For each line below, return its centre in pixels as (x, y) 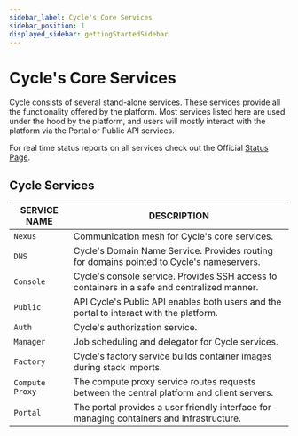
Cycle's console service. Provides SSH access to (176, 276)
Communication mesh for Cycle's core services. (174, 236)
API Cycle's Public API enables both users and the (178, 302)
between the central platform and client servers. (174, 393)
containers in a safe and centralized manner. (166, 288)
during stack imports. (118, 368)
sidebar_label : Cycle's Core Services (81, 17)
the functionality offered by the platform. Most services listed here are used (147, 112)
